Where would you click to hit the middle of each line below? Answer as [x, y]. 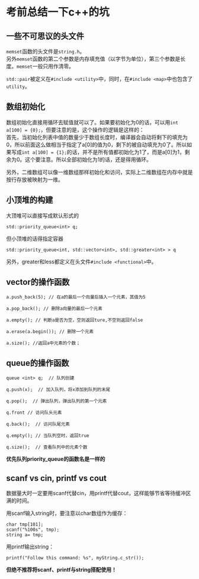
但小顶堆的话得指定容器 [35, 238]
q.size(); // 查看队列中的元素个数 [47, 447]
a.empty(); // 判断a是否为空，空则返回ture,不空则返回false [75, 320]
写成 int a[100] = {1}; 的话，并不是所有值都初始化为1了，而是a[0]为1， [98, 152]
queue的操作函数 [38, 363]
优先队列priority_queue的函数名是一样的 [56, 459]
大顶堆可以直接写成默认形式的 [42, 215]
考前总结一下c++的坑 [58, 12]
